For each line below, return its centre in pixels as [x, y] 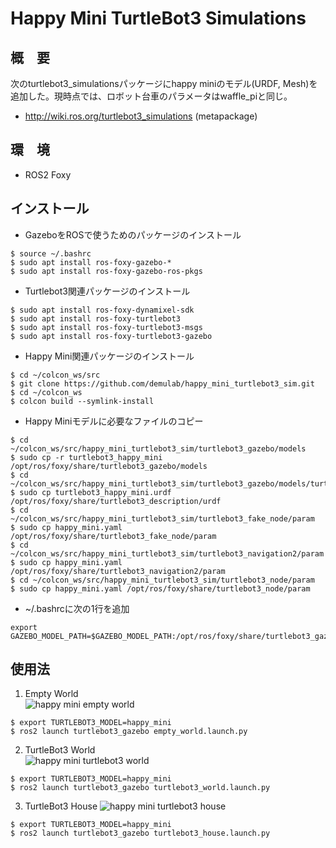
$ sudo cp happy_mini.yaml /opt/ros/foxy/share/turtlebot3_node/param [160, 588]
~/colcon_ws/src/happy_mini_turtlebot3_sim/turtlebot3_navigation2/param [167, 553]
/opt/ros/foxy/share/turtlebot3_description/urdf [116, 501]
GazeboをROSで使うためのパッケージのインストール [133, 234]
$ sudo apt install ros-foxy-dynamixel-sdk [102, 310]
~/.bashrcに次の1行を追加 [77, 608]
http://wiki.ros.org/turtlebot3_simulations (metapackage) [141, 116]
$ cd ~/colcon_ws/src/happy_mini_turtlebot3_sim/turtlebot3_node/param [162, 580]
